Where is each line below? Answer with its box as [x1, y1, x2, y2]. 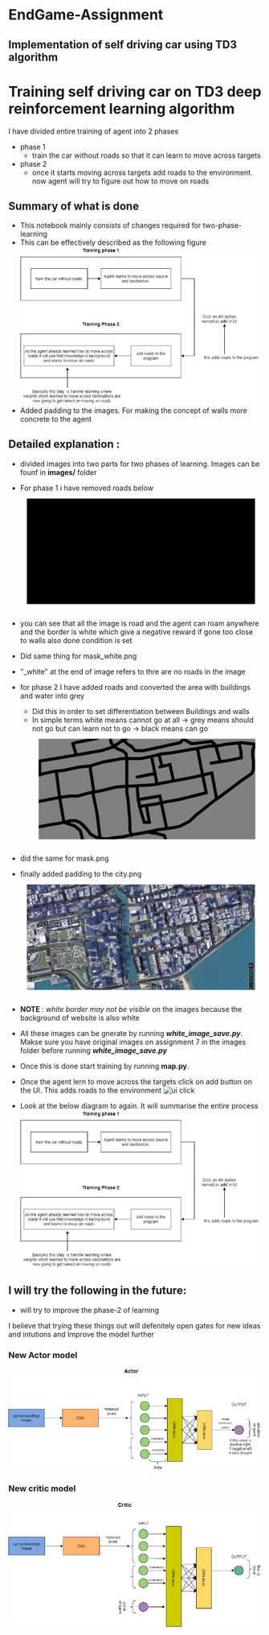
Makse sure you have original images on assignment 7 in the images [19, 1037, 247, 1047]
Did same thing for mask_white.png [19, 651, 137, 661]
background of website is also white [19, 1013, 141, 1023]
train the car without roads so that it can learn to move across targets [31, 151, 261, 160]
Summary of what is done [8, 199, 139, 213]
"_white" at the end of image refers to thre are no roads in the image [19, 667, 246, 677]
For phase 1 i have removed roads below [19, 483, 154, 493]
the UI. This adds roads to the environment [19, 1085, 162, 1096]
